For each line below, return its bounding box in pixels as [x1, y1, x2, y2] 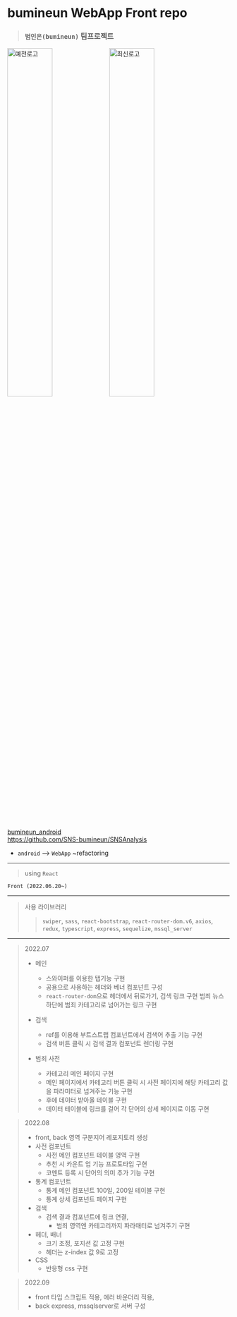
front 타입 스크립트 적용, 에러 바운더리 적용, [35, 1293, 154, 1301]
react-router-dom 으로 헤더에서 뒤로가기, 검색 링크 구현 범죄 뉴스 [45, 992, 224, 1000]
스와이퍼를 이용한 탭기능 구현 [45, 974, 126, 983]
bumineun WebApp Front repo [7, 5, 188, 21]
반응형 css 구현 [45, 1264, 88, 1273]
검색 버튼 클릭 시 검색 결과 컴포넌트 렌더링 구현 [45, 1039, 174, 1048]
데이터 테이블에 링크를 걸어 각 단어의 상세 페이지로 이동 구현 [45, 1105, 209, 1113]
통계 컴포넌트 [35, 1177, 72, 1186]
